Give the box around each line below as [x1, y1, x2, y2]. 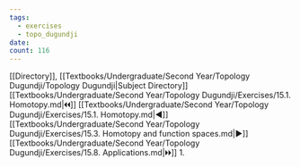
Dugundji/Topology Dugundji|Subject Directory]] [9, 80, 189, 91]
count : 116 [9, 46, 50, 55]
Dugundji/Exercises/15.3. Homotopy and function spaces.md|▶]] [9, 129, 249, 139]
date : [9, 38, 30, 47]
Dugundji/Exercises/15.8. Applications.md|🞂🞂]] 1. [9, 147, 186, 158]
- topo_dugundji [17, 29, 78, 38]
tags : [9, 13, 30, 22]
